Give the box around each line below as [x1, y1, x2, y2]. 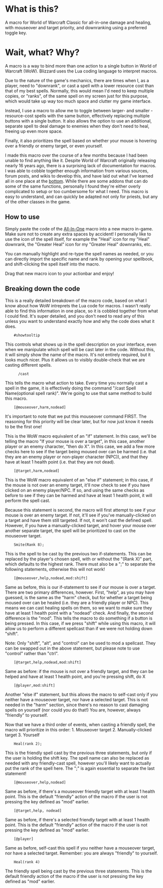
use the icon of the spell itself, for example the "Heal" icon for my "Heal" [5, 236, 150, 242]
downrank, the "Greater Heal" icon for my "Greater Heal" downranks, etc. [5, 241, 152, 247]
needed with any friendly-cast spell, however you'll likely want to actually [5, 760, 151, 766]
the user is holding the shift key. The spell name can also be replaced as [5, 755, 149, 761]
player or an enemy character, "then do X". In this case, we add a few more [5, 444, 155, 449]
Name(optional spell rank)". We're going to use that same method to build [5, 390, 152, 396]
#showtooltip [14, 333, 40, 337]
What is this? [5, 3, 59, 15]
